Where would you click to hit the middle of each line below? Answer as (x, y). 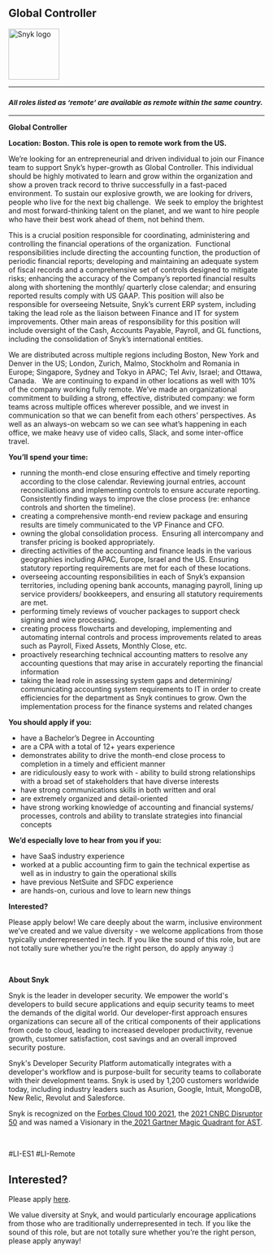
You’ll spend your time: (48, 457)
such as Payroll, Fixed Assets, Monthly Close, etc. (104, 646)
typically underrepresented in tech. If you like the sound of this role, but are (135, 940)
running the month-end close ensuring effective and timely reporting (135, 473)
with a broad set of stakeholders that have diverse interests (119, 782)
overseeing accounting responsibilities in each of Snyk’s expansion (132, 577)
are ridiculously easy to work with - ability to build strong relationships (138, 773)
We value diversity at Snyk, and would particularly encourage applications (132, 1215)
